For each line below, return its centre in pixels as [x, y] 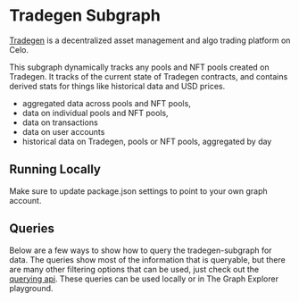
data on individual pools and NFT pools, [95, 113]
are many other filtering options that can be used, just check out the [134, 269]
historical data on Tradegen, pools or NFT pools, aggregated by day [147, 141]
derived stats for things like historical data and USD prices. [117, 86]
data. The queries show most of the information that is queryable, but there [147, 259]
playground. [31, 288]
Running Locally [55, 169]
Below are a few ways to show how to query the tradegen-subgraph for [141, 250]
